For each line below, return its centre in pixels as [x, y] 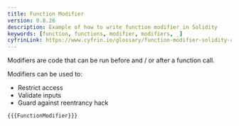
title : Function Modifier [46, 14]
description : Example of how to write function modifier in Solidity [113, 27]
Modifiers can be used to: [45, 74]
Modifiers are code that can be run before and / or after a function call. [111, 60]
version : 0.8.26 [31, 21]
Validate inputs [39, 96]
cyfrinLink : [25, 40]
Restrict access [40, 88]
